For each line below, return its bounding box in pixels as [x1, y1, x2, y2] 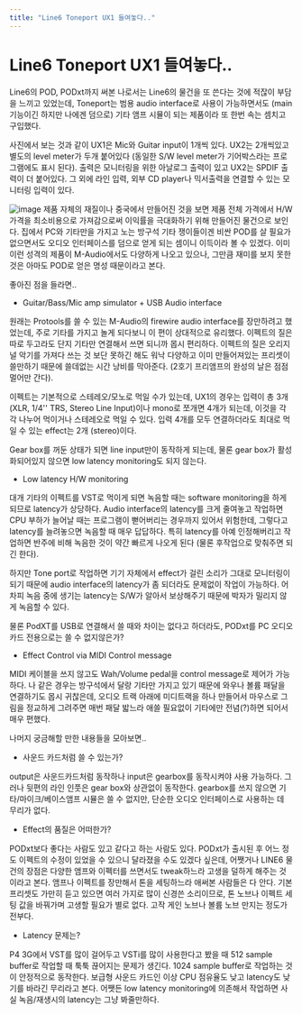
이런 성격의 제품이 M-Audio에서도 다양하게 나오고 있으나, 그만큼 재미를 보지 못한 [9, 249, 291, 260]
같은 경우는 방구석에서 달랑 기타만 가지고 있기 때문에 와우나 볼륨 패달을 [37, 680, 286, 690]
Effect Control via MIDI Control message [22, 650, 172, 661]
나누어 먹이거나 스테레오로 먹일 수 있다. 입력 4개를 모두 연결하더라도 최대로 [18, 414, 281, 425]
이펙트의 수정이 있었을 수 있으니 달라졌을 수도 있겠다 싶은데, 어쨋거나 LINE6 [18, 854, 284, 865]
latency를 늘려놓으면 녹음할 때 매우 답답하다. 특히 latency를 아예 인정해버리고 [9, 525, 282, 536]
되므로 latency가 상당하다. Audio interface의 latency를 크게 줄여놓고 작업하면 [9, 503, 284, 514]
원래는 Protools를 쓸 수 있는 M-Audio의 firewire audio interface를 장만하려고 [9, 315, 283, 326]
